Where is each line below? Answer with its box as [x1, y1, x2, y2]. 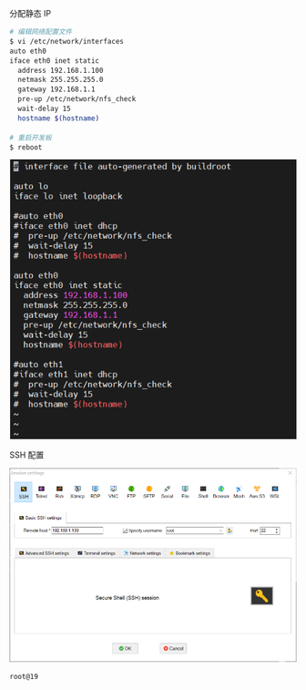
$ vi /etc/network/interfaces [9, 36, 125, 46]
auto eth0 [9, 46, 47, 56]
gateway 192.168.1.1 [17, 85, 96, 94]
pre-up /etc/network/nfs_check [17, 95, 137, 104]
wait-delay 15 [17, 104, 71, 113]
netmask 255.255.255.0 [17, 76, 104, 85]
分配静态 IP [9, 8, 52, 18]
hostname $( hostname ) [17, 113, 100, 123]
